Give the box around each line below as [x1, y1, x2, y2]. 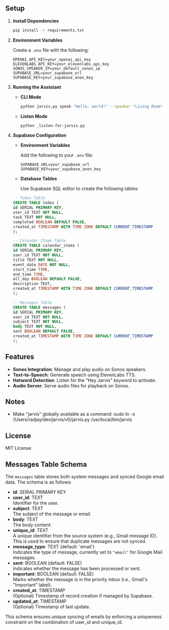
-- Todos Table [12, 195, 46, 201]
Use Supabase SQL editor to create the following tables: [20, 186, 139, 192]
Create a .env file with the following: [12, 47, 89, 53]
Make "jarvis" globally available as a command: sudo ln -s [12, 411, 135, 417]
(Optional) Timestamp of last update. [12, 604, 91, 610]
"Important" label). [12, 582, 52, 588]
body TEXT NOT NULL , [12, 324, 57, 329]
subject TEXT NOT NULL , [12, 319, 64, 324]
